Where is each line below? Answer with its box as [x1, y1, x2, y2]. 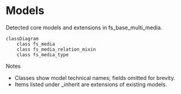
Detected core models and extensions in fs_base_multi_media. [5, 24, 163, 31]
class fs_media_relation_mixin [16, 46, 96, 52]
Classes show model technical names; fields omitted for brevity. [14, 74, 176, 81]
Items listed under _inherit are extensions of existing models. [14, 81, 168, 88]
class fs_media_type [16, 51, 69, 58]
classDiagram [5, 35, 39, 42]
